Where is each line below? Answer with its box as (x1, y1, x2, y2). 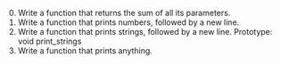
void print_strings (17, 36, 82, 46)
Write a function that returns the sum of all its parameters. (17, 8, 231, 18)
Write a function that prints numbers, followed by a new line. (17, 17, 240, 28)
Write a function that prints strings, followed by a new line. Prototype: (17, 27, 273, 37)
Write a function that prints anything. (17, 45, 153, 56)
